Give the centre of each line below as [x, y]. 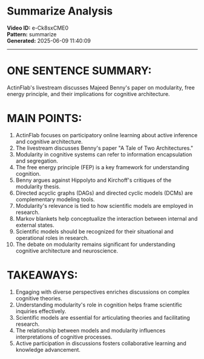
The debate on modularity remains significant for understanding [95, 244]
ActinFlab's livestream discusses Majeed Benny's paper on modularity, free [101, 87]
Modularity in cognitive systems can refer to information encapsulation [104, 154]
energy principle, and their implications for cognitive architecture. [88, 94]
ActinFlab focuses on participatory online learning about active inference [107, 135]
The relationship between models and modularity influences [90, 330]
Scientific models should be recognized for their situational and [95, 231]
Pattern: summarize [32, 34]
